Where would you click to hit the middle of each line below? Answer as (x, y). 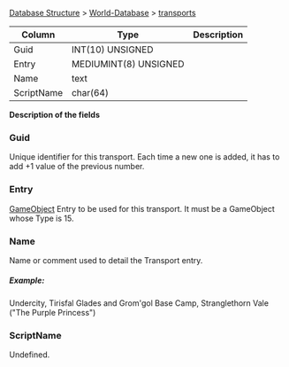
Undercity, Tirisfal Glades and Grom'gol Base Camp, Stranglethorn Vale (139, 303)
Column (38, 35)
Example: (27, 281)
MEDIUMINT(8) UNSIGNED (128, 64)
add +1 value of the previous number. (77, 167)
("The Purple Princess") (53, 312)
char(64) (90, 93)
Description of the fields (54, 115)
